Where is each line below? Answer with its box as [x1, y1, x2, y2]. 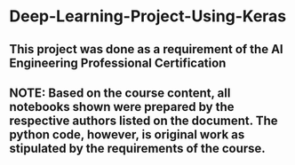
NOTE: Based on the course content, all [9, 85, 231, 100]
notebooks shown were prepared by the [9, 99, 235, 114]
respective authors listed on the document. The [9, 113, 278, 128]
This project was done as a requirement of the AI [9, 42, 283, 57]
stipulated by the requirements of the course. [9, 140, 267, 156]
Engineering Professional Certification [9, 55, 227, 70]
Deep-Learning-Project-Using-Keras [9, 6, 287, 27]
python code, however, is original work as [9, 127, 245, 142]
